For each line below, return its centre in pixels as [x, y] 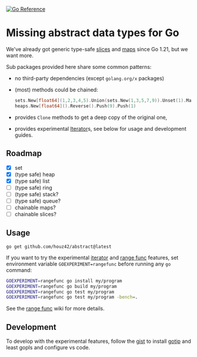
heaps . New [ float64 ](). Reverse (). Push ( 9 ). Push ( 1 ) [75, 106]
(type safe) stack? [36, 194]
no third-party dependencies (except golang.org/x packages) [89, 78]
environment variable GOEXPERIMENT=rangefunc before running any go [89, 264]
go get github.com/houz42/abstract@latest [59, 247]
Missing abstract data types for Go [93, 33]
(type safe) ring [34, 187]
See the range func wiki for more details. [55, 309]
